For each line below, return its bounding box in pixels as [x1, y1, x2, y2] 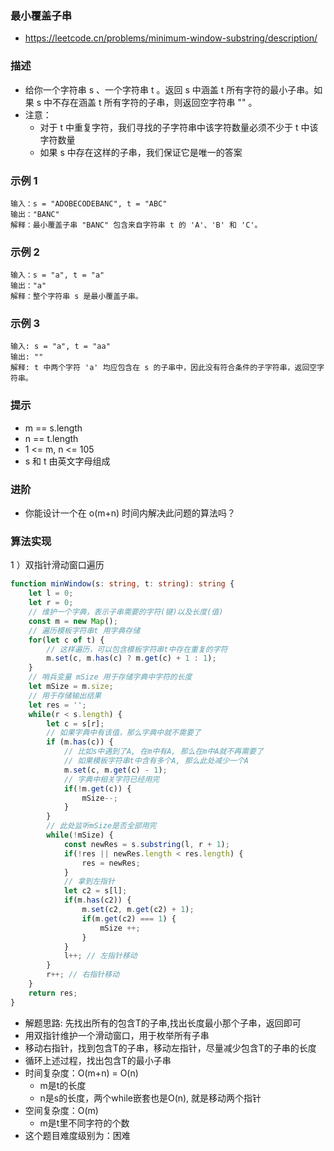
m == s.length [24, 422, 83, 434]
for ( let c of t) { [28, 635, 105, 645]
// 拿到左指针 [63, 877, 115, 887]
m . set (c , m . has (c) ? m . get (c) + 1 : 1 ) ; [46, 653, 217, 664]
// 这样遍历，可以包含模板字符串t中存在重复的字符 [46, 644, 228, 654]
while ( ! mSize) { [46, 830, 114, 840]
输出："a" [10, 281, 47, 291]
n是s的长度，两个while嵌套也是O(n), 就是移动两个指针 [39, 1092, 262, 1104]
